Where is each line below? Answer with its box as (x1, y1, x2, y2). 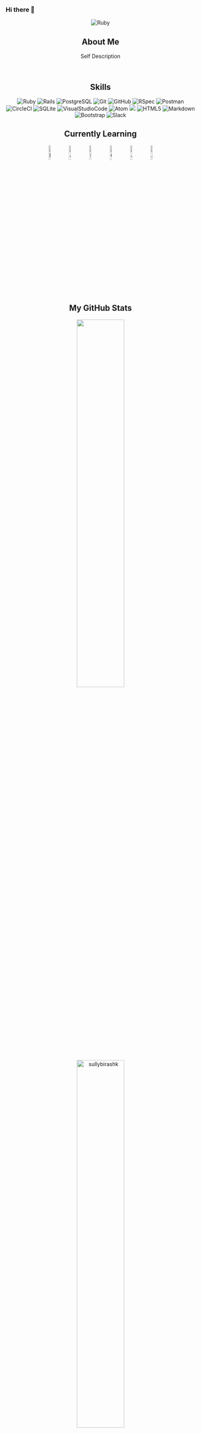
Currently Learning (64, 129, 137, 139)
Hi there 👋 (5, 5, 36, 14)
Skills (90, 81, 111, 92)
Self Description (80, 52, 121, 60)
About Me (81, 36, 120, 47)
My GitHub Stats (69, 303, 132, 313)
